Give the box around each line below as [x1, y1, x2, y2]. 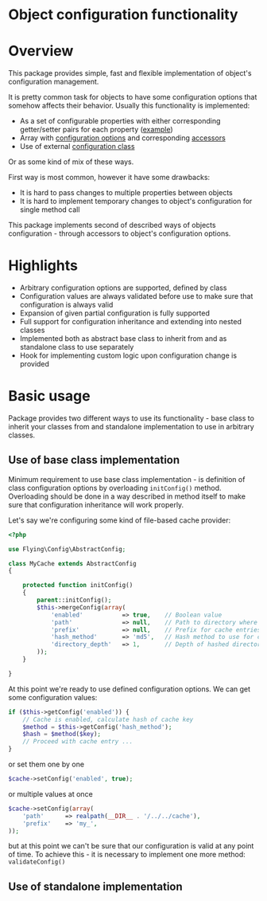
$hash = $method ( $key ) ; [22, 731, 102, 738]
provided [19, 359, 50, 369]
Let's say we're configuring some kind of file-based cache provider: [8, 515, 231, 525]
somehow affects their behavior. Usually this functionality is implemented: [8, 101, 250, 111]
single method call [19, 205, 80, 214]
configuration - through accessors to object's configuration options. [8, 229, 231, 238]
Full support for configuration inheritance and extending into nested [19, 317, 242, 327]
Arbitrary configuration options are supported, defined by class [19, 283, 227, 292]
